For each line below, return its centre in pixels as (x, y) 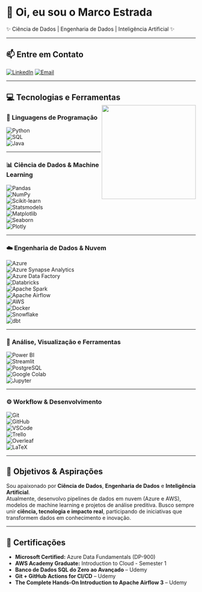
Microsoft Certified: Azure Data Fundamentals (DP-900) (85, 557)
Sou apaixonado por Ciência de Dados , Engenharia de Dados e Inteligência (101, 486)
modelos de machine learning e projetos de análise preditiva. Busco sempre (100, 505)
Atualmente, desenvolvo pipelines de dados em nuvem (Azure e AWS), (94, 499)
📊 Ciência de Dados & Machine (53, 165)
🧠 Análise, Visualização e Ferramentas (64, 342)
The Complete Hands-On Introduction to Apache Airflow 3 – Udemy (101, 582)
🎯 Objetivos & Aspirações (55, 472)
